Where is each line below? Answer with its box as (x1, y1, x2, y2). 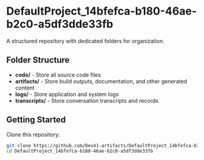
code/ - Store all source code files (15, 71, 101, 78)
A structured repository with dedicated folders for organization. (6, 37, 165, 44)
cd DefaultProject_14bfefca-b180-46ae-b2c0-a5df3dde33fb (6, 148, 154, 155)
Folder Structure (6, 55, 70, 65)
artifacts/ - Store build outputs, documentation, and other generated (15, 77, 187, 85)
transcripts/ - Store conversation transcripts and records (15, 97, 159, 104)
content (15, 84, 35, 91)
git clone (6, 142, 32, 148)
